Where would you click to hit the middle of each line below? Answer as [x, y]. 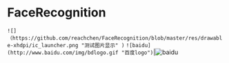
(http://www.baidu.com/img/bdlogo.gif [63, 53]
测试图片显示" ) [104, 45]
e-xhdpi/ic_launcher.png [43, 45]
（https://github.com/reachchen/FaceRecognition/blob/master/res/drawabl [115, 38]
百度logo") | [140, 52]
